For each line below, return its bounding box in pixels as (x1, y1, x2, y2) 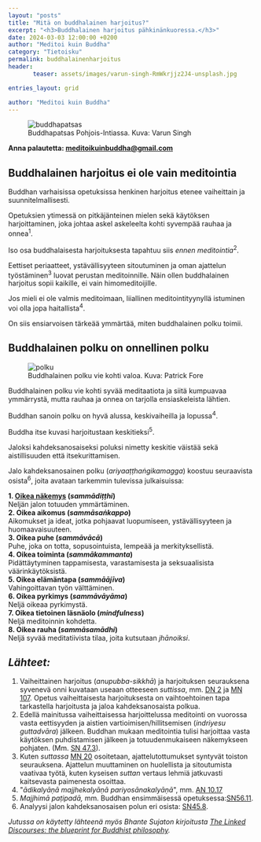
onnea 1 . (8, 227, 33, 238)
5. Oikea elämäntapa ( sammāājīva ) (8, 575, 126, 584)
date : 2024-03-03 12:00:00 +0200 (8, 33, 118, 42)
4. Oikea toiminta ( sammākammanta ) (8, 550, 134, 559)
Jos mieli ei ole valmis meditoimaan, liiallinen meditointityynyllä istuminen (8, 294, 245, 303)
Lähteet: (8, 656, 51, 669)
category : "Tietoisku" (8, 48, 83, 56)
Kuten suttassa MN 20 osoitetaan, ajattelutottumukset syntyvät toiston (19, 752, 248, 761)
